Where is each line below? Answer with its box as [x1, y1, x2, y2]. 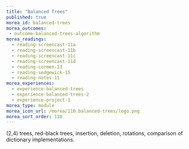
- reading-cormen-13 [11, 64, 63, 70]
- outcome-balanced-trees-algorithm [8, 31, 100, 37]
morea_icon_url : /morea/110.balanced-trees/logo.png [6, 108, 140, 114]
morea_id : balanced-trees [6, 20, 70, 26]
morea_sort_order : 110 [6, 113, 63, 119]
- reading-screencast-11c [11, 53, 76, 59]
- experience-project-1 [11, 97, 70, 103]
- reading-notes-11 [11, 75, 60, 81]
